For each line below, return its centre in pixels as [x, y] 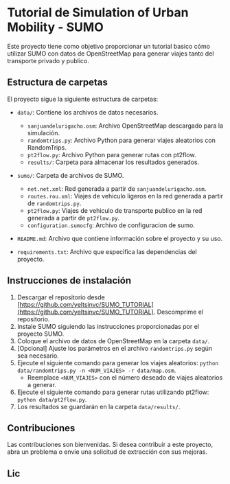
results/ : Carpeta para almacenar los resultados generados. [113, 162]
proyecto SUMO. [41, 334]
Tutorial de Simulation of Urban [98, 13]
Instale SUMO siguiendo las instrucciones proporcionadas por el [108, 326]
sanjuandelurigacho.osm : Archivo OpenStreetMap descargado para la [125, 126]
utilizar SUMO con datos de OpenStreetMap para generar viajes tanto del [111, 54]
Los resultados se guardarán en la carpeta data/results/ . [99, 406]
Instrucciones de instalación [69, 280]
